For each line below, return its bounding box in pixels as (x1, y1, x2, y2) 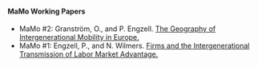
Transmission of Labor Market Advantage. (18, 49, 159, 59)
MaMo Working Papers (7, 6, 86, 16)
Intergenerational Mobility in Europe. (18, 33, 139, 42)
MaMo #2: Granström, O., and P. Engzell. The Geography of (18, 24, 216, 33)
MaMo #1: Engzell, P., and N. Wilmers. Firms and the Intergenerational (18, 41, 250, 51)
